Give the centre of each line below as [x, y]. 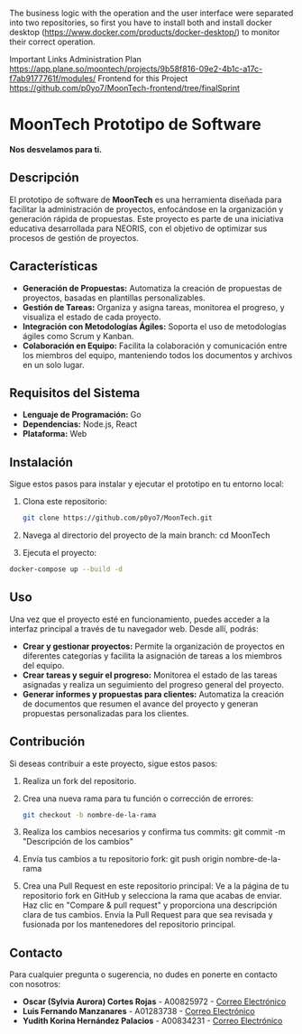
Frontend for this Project [143, 78]
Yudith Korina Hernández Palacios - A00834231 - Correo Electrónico [152, 1021]
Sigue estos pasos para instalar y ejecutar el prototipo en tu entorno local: [146, 484]
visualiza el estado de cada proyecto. [92, 317]
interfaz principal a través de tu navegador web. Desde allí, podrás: [134, 628]
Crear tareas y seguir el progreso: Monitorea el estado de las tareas [150, 675]
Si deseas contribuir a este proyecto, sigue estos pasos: [114, 763]
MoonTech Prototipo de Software [135, 125]
